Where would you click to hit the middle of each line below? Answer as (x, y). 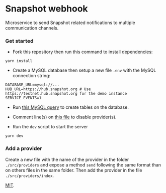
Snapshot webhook (47, 9)
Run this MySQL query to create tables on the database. (71, 107)
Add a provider (24, 148)
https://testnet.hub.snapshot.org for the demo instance (66, 94)
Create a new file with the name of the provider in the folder (67, 159)
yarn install (19, 61)
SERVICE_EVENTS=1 (23, 98)
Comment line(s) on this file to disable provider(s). (64, 117)
